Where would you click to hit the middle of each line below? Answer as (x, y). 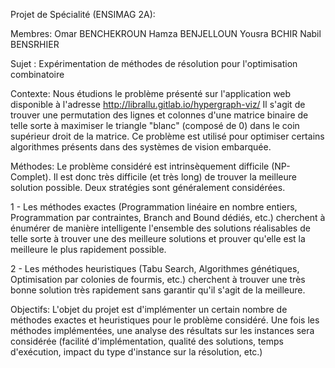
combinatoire (37, 74)
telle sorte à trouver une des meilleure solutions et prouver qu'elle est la (158, 238)
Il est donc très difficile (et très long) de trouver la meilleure (175, 177)
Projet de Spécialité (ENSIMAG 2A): (83, 14)
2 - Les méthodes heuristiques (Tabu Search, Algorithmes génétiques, (155, 268)
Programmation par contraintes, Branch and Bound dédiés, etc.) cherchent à (168, 217)
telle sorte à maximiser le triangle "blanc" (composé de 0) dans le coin (155, 125)
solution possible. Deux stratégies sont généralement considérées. (148, 187)
